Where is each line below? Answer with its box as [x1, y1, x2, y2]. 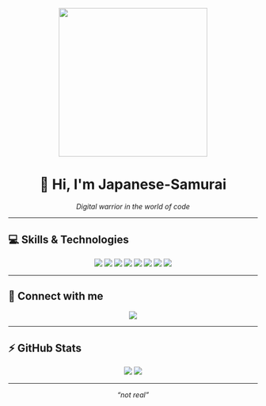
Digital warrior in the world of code [76, 201, 190, 211]
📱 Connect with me [8, 289, 104, 303]
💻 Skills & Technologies [8, 233, 129, 247]
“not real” [117, 390, 149, 400]
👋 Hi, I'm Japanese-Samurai [39, 175, 227, 193]
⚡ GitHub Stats [8, 341, 82, 354]
